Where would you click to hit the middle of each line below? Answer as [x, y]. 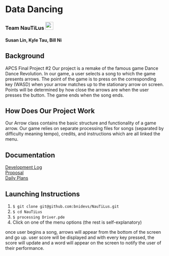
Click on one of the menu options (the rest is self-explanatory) [77, 222]
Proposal [14, 173]
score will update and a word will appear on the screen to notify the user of [83, 243]
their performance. [25, 248]
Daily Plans [17, 178]
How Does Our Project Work [50, 111]
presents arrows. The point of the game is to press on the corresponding [81, 79]
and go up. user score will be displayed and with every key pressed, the [80, 237]
